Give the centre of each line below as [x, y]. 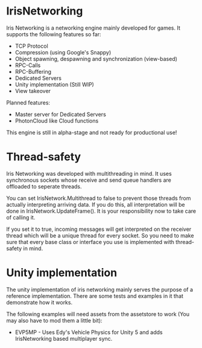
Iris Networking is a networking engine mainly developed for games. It [93, 28]
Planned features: [28, 102]
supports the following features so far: [54, 34]
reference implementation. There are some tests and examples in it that [95, 296]
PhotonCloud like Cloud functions [57, 121]
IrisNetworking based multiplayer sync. [64, 338]
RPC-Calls [28, 65]
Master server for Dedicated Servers [61, 114]
